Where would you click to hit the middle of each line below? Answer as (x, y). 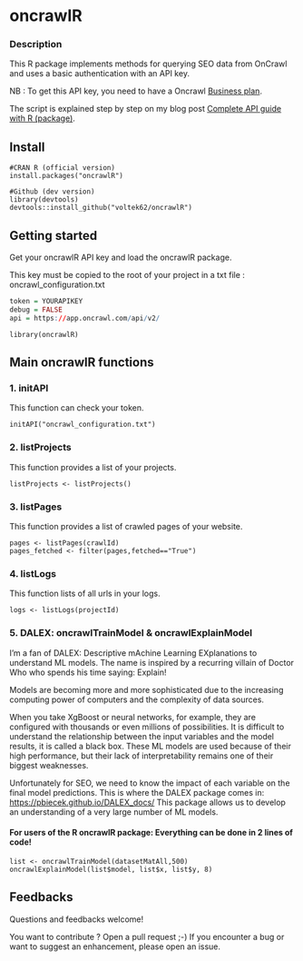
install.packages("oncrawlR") (67, 176)
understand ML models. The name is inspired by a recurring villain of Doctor (152, 662)
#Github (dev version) (52, 192)
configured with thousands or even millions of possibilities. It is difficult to (147, 727)
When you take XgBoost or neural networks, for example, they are (133, 717)
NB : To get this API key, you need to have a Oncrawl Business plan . (136, 91)
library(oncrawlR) (44, 334)
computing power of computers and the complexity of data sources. (137, 699)
